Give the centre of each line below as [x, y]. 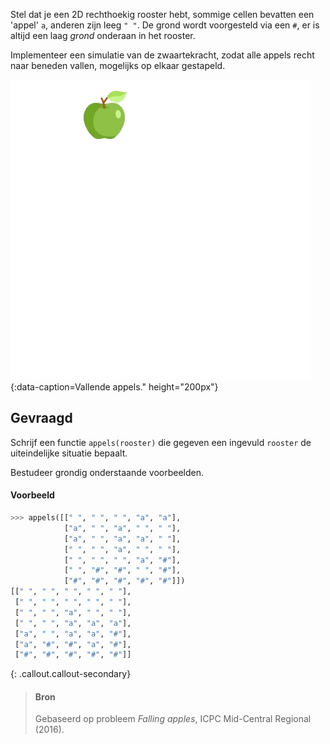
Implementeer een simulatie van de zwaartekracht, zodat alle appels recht [162, 55]
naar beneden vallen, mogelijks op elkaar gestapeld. [118, 65]
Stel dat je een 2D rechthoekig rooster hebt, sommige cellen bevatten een [162, 14]
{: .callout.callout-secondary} [71, 674]
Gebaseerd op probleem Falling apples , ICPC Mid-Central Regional [173, 719]
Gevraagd [41, 418]
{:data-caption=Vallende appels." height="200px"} [114, 387]
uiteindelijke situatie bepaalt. [69, 453]
